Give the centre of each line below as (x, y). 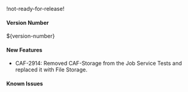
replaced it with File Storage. (51, 70)
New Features (24, 50)
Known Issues (25, 84)
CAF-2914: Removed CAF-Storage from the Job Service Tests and (98, 64)
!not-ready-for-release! (35, 9)
